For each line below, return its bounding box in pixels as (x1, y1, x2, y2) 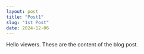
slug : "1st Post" (6, 19, 49, 25)
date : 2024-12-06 (6, 25, 49, 31)
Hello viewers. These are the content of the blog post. (6, 41, 139, 48)
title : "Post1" (6, 14, 44, 20)
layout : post (6, 8, 39, 15)
